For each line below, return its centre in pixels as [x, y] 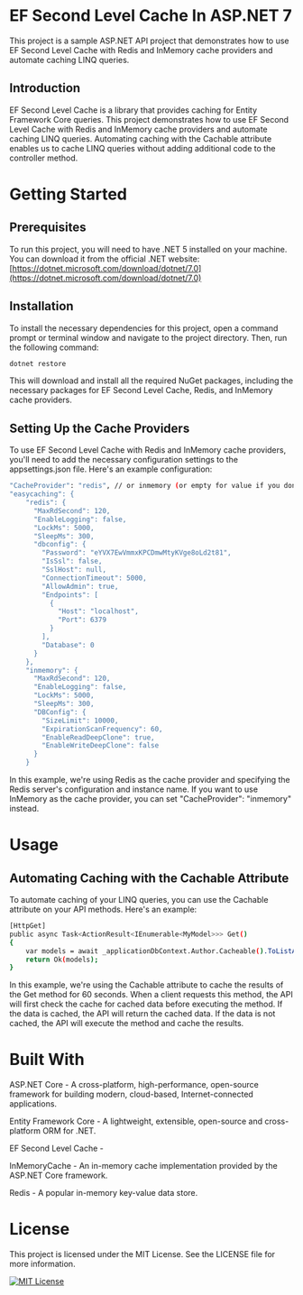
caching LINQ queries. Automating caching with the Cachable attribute [141, 138]
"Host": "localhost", [98, 611]
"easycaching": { [42, 494]
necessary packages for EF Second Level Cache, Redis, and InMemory [141, 390]
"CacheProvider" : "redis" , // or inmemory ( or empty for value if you [145, 486]
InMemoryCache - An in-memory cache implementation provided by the [143, 1166]
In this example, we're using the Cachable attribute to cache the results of [147, 985]
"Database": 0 [68, 645]
